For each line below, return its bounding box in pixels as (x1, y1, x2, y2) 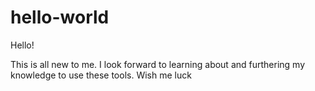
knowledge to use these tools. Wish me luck (10, 69, 192, 81)
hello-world (10, 6, 110, 29)
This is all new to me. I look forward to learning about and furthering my (10, 58, 306, 70)
